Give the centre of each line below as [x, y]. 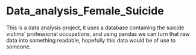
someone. [19, 47]
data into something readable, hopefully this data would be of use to [91, 40]
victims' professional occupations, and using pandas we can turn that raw [98, 33]
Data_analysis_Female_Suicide [85, 11]
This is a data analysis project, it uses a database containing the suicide [95, 27]
